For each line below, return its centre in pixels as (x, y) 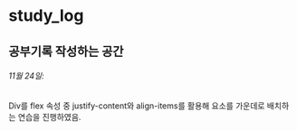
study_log (46, 16)
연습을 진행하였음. (49, 117)
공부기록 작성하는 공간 (66, 51)
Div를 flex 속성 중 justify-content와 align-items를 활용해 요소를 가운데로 (137, 106)
